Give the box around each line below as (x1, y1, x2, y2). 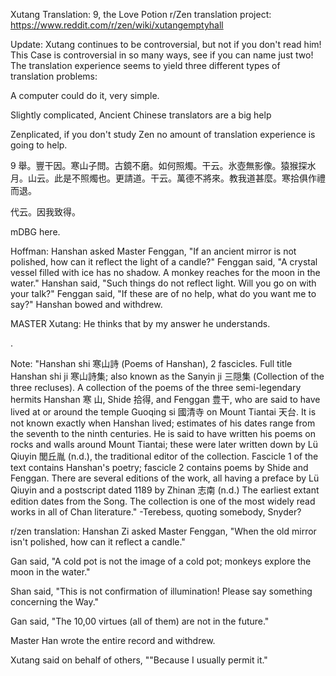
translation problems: (10, 70, 98, 82)
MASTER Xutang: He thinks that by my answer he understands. (10, 318, 271, 329)
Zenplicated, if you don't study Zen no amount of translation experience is (10, 129, 316, 140)
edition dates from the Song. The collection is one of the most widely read (10, 495, 316, 507)
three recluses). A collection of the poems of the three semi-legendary (10, 382, 302, 393)
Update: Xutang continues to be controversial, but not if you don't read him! (10, 39, 322, 50)
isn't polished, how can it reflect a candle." (10, 536, 186, 548)
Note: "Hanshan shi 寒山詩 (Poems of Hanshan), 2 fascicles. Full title (10, 358, 293, 369)
